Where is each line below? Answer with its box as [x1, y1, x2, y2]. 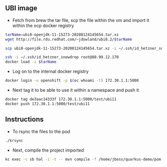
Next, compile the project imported [12, 147, 84, 153]
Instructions [5, 115, 44, 124]
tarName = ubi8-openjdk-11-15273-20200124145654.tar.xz [5, 32, 119, 37]
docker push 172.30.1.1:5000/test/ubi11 [5, 101, 90, 106]
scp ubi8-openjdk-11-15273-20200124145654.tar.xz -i [5, 46, 117, 51]
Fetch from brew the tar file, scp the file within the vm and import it [12, 17, 150, 23]
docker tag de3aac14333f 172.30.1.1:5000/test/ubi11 [5, 97, 117, 102]
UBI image [5, 4, 37, 12]
